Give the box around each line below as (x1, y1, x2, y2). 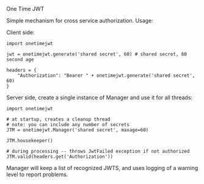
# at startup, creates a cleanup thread (6, 116, 111, 122)
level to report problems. (6, 171, 68, 178)
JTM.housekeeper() (6, 138, 53, 144)
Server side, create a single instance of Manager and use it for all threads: (6, 94, 193, 101)
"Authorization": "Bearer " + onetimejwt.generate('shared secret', (17, 73, 195, 79)
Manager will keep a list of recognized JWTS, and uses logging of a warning (6, 165, 199, 171)
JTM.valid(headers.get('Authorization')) (6, 154, 114, 160)
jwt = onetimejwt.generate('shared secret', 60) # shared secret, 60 (6, 51, 188, 57)
